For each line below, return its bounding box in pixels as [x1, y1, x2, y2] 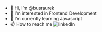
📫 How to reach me [10, 21, 52, 27]
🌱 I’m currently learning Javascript [10, 16, 82, 21]
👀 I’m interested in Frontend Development [10, 10, 97, 16]
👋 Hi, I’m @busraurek [10, 5, 55, 11]
